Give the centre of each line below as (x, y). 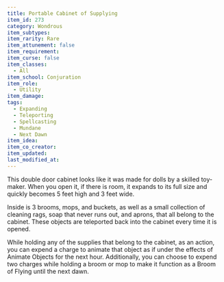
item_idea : (23, 141)
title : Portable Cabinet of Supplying (62, 13)
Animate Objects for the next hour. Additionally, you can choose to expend (112, 257)
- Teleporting (33, 115)
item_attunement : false (41, 45)
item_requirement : (33, 52)
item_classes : (27, 64)
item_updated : (27, 154)
